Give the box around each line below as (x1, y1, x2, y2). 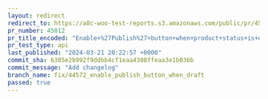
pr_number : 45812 (7, 26, 66, 34)
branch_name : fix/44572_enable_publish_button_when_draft (7, 71, 205, 79)
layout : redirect (7, 11, 66, 20)
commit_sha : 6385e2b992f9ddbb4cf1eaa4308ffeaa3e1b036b (7, 57, 194, 65)
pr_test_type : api (7, 42, 69, 49)
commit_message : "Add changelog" (7, 64, 119, 72)
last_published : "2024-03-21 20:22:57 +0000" (7, 49, 162, 57)
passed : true (7, 78, 51, 86)
